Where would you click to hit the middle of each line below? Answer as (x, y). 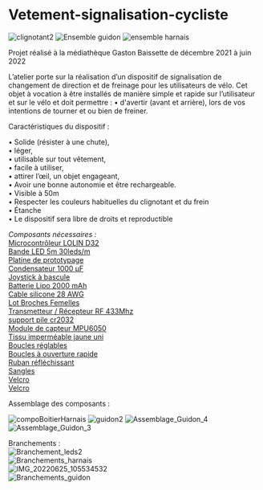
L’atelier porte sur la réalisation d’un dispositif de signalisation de (115, 76)
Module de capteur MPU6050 (57, 328)
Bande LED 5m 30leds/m (49, 251)
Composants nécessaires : (53, 234)
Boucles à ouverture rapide (53, 353)
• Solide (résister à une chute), (59, 141)
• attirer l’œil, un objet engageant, (64, 176)
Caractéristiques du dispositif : (59, 126)
